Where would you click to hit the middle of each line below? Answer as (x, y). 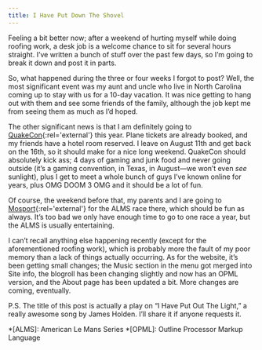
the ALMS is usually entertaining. (62, 225)
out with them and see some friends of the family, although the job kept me (129, 103)
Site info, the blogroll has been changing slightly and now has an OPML (123, 273)
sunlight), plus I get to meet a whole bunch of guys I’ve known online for (125, 177)
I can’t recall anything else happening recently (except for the (107, 240)
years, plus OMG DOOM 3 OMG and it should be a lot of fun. (106, 184)
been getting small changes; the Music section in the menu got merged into (130, 265)
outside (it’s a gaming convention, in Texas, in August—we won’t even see (127, 168)
